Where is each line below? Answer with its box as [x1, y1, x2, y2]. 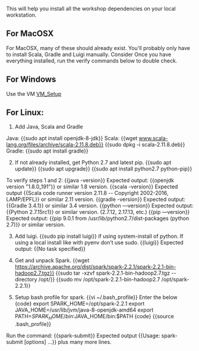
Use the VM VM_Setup [6, 90, 62, 97]
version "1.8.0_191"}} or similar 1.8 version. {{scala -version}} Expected [6, 183, 178, 190]
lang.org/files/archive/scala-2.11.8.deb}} [6, 141, 104, 148]
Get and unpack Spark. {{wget [14, 257, 90, 264]
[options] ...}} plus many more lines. [24, 338, 112, 346]
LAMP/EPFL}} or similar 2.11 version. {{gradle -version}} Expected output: [6, 196, 186, 203]
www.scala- [138, 135, 168, 142]
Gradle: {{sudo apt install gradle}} [6, 147, 89, 154]
